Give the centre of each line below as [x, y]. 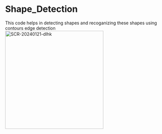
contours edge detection [30, 28]
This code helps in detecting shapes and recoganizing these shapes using [81, 23]
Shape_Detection [41, 9]
